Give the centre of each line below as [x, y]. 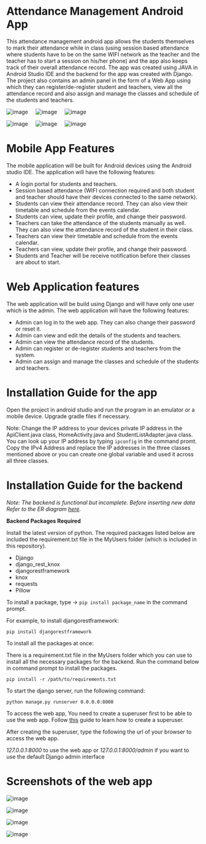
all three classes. [28, 461]
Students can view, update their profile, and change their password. [101, 217]
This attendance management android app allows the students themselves [101, 41]
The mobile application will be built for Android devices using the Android [99, 165]
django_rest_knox [37, 564]
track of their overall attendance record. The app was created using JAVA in [102, 67]
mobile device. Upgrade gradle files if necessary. [68, 416]
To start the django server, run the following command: [76, 691]
